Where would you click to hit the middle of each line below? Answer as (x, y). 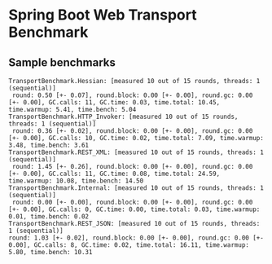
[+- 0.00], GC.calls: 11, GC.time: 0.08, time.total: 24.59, (114, 174)
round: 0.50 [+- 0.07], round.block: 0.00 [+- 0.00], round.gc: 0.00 (132, 95)
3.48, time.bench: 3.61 (49, 145)
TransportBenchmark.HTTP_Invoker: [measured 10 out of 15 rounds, (123, 117)
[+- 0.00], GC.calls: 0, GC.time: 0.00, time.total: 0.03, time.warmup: (134, 209)
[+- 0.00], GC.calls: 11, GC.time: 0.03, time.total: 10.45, (114, 103)
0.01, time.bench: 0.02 (49, 217)
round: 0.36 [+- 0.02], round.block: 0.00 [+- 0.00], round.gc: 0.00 (132, 131)
